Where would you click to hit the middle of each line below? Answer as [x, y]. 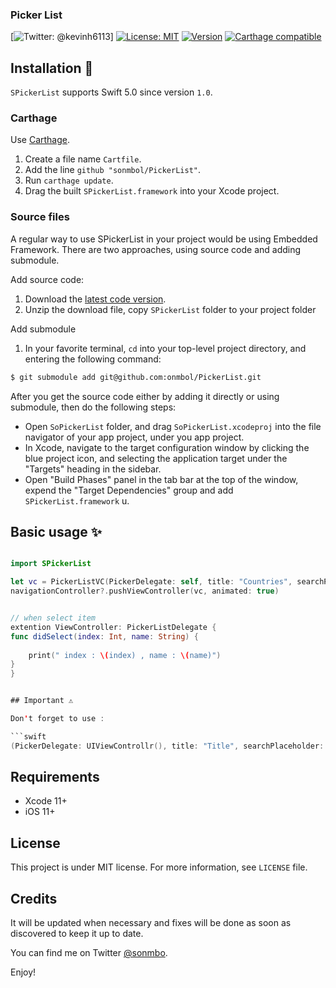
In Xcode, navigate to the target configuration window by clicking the [167, 447]
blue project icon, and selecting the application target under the [156, 458]
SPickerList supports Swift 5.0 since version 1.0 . [111, 92]
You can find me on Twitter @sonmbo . [89, 953]
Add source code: [47, 279]
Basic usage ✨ [56, 531]
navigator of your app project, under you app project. [134, 437]
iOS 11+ [40, 812]
